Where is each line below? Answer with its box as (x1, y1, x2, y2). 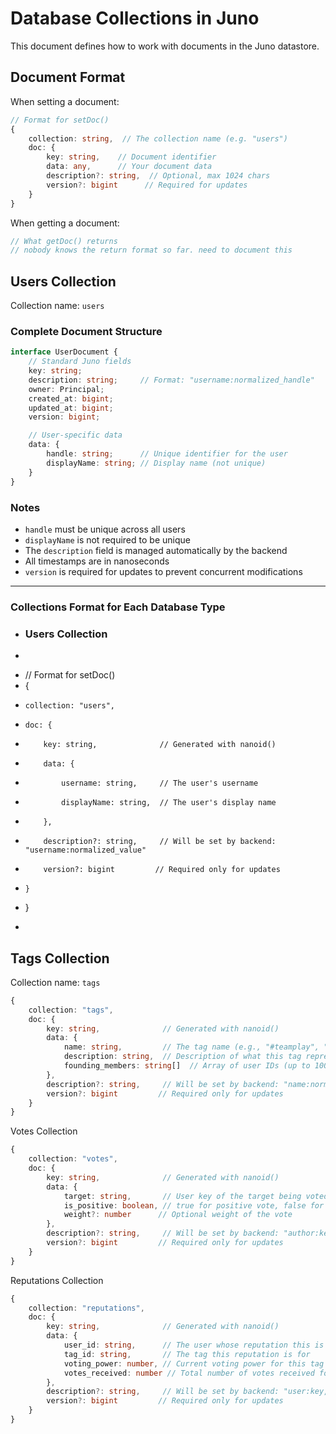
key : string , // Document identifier (46, 152, 217, 162)
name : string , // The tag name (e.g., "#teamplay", (63, 1042, 320, 1052)
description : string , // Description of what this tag (63, 1052, 302, 1062)
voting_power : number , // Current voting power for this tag (63, 1358, 325, 1369)
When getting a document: (10, 217, 120, 229)
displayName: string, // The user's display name (61, 798, 277, 808)
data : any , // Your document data (46, 162, 213, 172)
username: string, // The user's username (61, 778, 259, 789)
